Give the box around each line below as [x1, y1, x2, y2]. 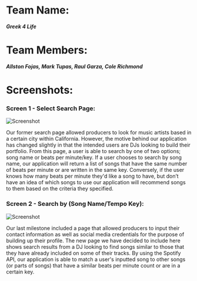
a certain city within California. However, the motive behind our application [6, 136, 187, 143]
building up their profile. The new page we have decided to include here [6, 237, 181, 244]
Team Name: [6, 4, 69, 17]
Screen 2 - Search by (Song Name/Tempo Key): [6, 200, 144, 208]
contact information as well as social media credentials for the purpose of [6, 231, 185, 238]
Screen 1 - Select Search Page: [6, 104, 96, 112]
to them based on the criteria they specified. [6, 185, 113, 192]
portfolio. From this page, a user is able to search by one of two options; [6, 148, 181, 155]
